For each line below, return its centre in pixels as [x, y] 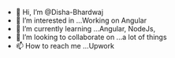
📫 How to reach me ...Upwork [65, 46]
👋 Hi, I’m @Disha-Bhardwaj [60, 12]
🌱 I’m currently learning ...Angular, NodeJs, [86, 29]
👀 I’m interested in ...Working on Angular [81, 20]
